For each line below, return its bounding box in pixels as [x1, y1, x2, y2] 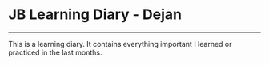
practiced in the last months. [8, 48, 102, 57]
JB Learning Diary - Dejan [8, 6, 183, 24]
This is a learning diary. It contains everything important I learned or [8, 39, 232, 48]
